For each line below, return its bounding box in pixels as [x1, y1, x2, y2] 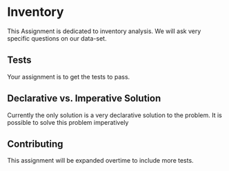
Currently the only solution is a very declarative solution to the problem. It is [7, 111, 222, 119]
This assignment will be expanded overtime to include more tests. [7, 157, 195, 165]
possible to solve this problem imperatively [7, 118, 129, 126]
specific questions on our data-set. [7, 34, 107, 42]
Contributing [7, 138, 63, 150]
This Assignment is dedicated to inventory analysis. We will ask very [7, 27, 201, 35]
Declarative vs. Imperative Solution [7, 92, 161, 104]
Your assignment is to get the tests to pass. [7, 72, 130, 81]
